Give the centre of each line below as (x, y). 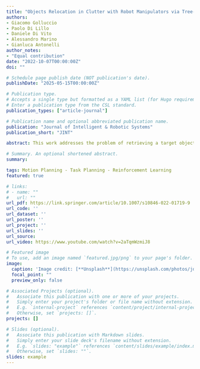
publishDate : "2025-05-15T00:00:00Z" (53, 83)
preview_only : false (37, 280)
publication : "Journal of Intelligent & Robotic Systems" (79, 127)
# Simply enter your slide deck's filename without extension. (89, 340)
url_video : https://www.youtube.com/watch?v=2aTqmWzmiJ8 (78, 242)
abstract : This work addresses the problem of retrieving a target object (101, 143)
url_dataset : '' (26, 214)
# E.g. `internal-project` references (57, 308)
